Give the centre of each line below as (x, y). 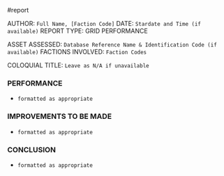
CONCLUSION (31, 150)
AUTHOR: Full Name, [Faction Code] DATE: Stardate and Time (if (104, 23)
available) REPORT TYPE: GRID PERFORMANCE (77, 31)
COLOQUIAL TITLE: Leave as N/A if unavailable (78, 65)
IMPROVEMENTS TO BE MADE (60, 116)
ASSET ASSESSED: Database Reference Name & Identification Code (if (112, 44)
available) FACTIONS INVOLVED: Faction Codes (77, 52)
